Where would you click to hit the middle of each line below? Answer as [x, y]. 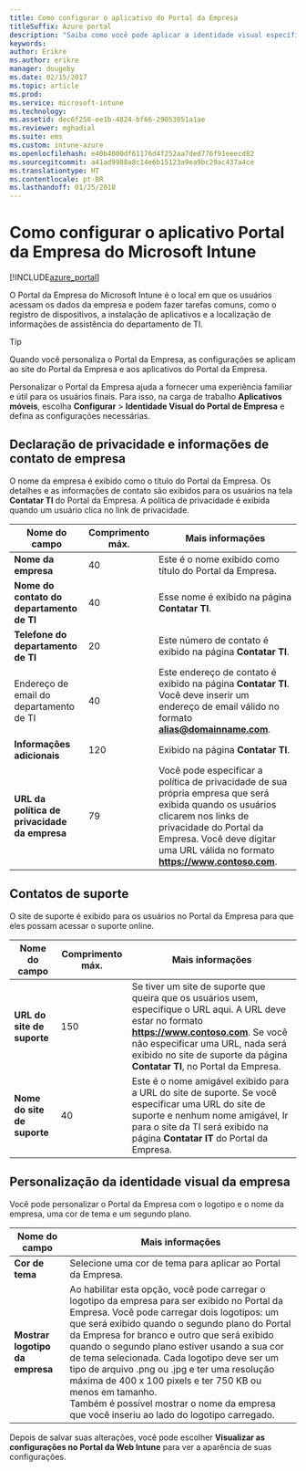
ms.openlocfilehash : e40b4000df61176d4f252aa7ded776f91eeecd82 [132, 153]
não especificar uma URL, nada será [209, 1043]
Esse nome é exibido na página [225, 597]
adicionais [37, 756]
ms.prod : [26, 94]
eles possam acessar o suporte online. [82, 925]
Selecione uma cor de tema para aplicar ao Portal [175, 1263]
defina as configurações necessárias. [80, 416]
